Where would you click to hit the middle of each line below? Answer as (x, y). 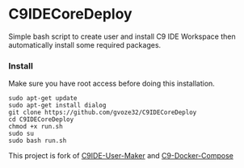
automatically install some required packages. (85, 44)
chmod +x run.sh (36, 127)
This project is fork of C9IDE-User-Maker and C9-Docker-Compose (121, 156)
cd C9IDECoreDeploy (41, 120)
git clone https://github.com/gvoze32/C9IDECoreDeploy (103, 113)
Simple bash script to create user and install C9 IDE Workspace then (122, 36)
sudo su (21, 134)
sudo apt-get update (43, 99)
